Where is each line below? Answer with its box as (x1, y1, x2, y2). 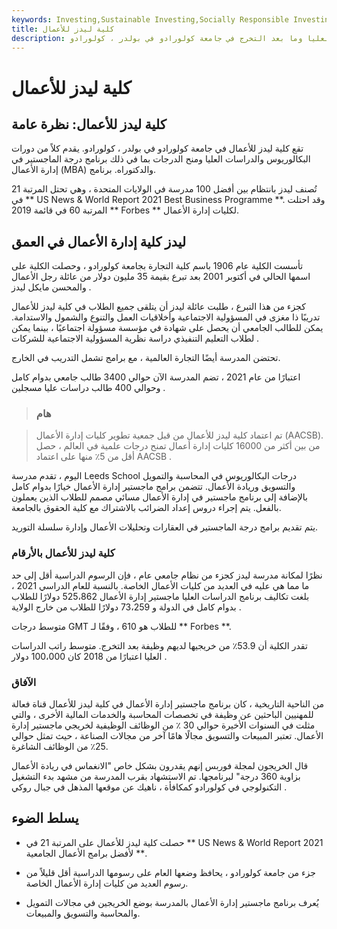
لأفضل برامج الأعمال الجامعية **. (25, 847, 148, 859)
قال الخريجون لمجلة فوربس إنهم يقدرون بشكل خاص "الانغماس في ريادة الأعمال (11, 760, 309, 772)
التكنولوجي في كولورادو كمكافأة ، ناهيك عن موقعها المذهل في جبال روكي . (11, 781, 288, 793)
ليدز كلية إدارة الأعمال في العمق (11, 233, 187, 250)
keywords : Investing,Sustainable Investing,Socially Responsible (11, 14, 289, 25)
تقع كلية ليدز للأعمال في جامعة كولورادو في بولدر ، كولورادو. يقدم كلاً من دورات (11, 142, 304, 155)
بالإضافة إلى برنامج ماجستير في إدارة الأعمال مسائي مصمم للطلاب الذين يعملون (11, 491, 309, 503)
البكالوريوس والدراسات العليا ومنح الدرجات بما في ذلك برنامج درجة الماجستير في (11, 153, 311, 165)
